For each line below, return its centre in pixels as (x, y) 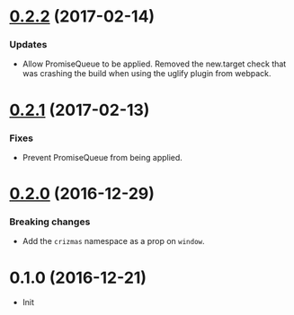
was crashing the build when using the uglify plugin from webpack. (147, 74)
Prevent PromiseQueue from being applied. (102, 157)
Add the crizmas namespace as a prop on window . (113, 241)
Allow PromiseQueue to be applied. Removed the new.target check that (154, 64)
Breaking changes (50, 222)
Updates (28, 45)
